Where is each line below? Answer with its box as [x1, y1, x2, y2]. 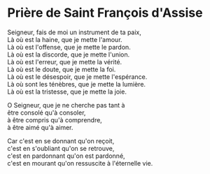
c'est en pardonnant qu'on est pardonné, [7, 152, 125, 160]
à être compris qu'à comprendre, [7, 115, 103, 124]
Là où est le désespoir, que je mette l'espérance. [7, 72, 148, 81]
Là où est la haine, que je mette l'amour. [7, 35, 122, 43]
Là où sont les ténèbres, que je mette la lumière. [7, 80, 146, 88]
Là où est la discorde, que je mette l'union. [7, 50, 130, 59]
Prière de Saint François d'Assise [7, 5, 203, 21]
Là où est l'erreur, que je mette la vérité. [7, 57, 122, 66]
